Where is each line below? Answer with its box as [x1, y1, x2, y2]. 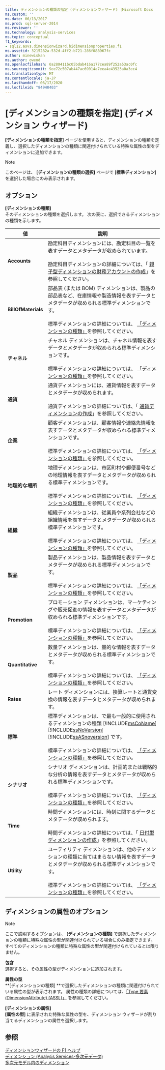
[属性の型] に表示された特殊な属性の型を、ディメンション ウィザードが [5, 1011, 148, 1017]
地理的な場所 [7, 482, 38, 489]
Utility [7, 867, 22, 874]
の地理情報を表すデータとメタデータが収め [48, 472, 146, 478]
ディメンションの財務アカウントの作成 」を [57, 268, 156, 275]
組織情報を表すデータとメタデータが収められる [48, 517, 156, 524]
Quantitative [7, 661, 38, 668]
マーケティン [127, 599, 157, 606]
